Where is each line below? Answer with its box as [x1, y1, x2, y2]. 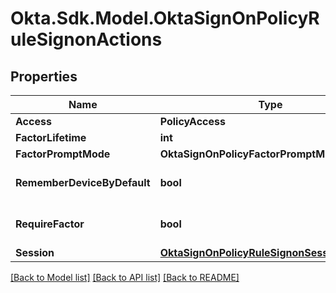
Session [15, 246, 55, 259]
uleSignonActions [10, 28, 163, 51]
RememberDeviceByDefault [15, 176, 151, 189]
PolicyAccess [159, 115, 226, 128]
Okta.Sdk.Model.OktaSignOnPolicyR [10, 7, 320, 30]
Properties [10, 68, 78, 85]
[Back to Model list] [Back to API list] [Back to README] [10, 272, 240, 283]
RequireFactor [15, 217, 85, 231]
